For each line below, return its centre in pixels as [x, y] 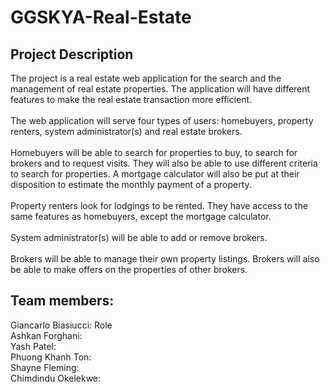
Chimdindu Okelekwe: [56, 378]
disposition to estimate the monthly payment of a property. [131, 184]
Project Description [72, 54]
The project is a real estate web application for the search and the [146, 78]
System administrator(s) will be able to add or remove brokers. [139, 237]
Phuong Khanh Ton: [51, 357]
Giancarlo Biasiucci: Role [61, 325]
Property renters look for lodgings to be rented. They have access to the [159, 205]
